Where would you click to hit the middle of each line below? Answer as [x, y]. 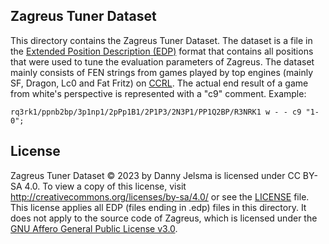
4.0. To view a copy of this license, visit [105, 186]
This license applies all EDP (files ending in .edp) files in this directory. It [158, 207]
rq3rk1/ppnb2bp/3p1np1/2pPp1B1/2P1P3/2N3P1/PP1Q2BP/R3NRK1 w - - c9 [156, 112]
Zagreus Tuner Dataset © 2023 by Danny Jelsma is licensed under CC [155, 175]
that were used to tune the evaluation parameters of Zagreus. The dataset [162, 61]
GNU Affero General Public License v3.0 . [94, 228]
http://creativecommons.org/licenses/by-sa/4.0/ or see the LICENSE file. [160, 196]
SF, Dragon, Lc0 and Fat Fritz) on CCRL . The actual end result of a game [159, 83]
